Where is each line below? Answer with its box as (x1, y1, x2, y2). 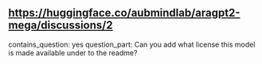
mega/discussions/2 (8, 19, 113, 32)
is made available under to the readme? (8, 47, 138, 58)
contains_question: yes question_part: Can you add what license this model (8, 40, 256, 49)
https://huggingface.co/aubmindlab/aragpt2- (8, 6, 240, 20)
